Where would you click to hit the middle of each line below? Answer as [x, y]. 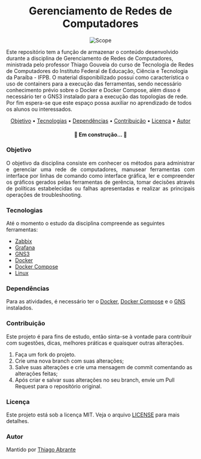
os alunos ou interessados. [39, 109]
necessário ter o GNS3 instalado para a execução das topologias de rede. [97, 96]
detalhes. [18, 421]
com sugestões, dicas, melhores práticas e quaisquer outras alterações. [95, 343]
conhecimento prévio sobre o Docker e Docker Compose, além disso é [93, 90]
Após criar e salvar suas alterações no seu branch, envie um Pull [95, 380]
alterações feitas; [36, 373]
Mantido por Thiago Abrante [41, 449]
